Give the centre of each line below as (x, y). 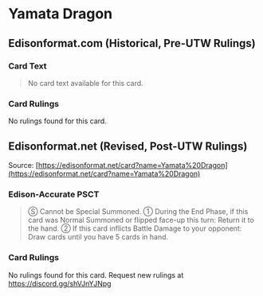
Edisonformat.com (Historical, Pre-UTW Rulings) (132, 43)
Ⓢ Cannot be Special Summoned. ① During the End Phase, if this (138, 212)
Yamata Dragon (61, 14)
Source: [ (23, 165)
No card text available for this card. (85, 83)
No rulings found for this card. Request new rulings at (96, 275)
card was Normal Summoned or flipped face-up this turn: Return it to (141, 220)
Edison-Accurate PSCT (54, 194)
